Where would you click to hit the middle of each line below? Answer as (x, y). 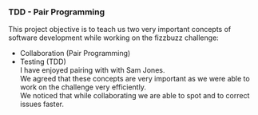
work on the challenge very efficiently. (83, 87)
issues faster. (42, 104)
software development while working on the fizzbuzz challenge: (114, 38)
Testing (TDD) (43, 61)
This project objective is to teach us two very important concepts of (120, 30)
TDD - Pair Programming (57, 12)
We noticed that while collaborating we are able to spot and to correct (135, 96)
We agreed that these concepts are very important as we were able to (135, 79)
